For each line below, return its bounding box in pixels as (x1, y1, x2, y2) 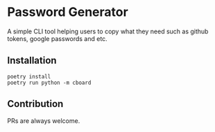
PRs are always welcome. (7, 116, 80, 125)
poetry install (7, 73, 51, 80)
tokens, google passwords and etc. (7, 34, 108, 42)
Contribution (7, 98, 64, 110)
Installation (7, 55, 57, 67)
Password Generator (7, 4, 128, 20)
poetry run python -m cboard (7, 79, 92, 86)
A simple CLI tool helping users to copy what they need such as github (7, 27, 209, 35)
